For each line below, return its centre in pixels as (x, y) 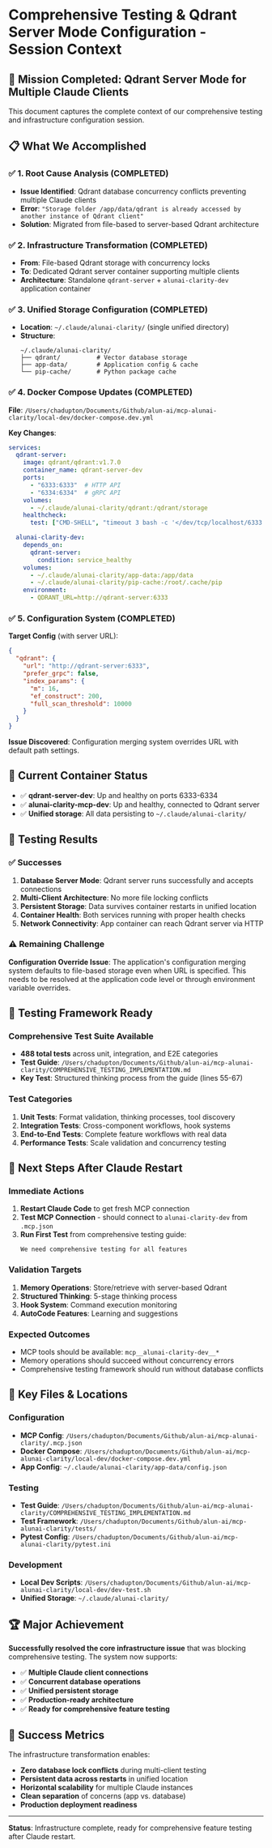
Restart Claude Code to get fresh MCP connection (105, 1209)
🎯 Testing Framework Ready (81, 1013)
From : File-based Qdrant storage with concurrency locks (115, 262)
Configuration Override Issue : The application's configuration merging (127, 962)
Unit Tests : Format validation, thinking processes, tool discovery (127, 1116)
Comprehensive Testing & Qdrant (123, 15)
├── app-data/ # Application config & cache (109, 365)
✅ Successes (35, 863)
